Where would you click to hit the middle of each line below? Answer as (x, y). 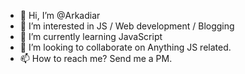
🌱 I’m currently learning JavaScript (91, 36)
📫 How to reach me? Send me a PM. (96, 58)
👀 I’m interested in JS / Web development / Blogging (127, 26)
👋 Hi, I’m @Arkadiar (60, 15)
